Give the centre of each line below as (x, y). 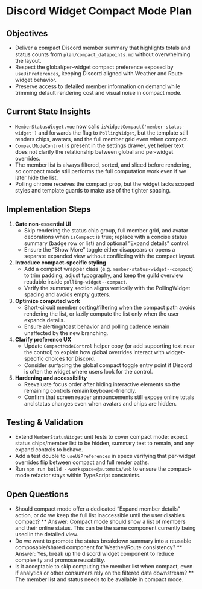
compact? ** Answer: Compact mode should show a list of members (100, 522)
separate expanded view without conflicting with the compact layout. (110, 256)
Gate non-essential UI (43, 224)
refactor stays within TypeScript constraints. (86, 476)
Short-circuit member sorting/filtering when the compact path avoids (110, 307)
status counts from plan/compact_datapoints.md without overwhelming (103, 54)
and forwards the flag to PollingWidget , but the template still (113, 132)
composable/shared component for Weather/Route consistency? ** (99, 547)
